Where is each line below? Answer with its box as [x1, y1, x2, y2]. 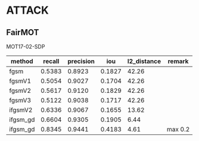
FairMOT [6, 27, 39, 37]
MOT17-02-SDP [6, 43, 45, 50]
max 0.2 [166, 126, 190, 133]
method [11, 57, 34, 65]
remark [167, 57, 189, 65]
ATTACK [6, 4, 49, 17]
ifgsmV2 [9, 106, 33, 114]
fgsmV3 [9, 96, 32, 104]
